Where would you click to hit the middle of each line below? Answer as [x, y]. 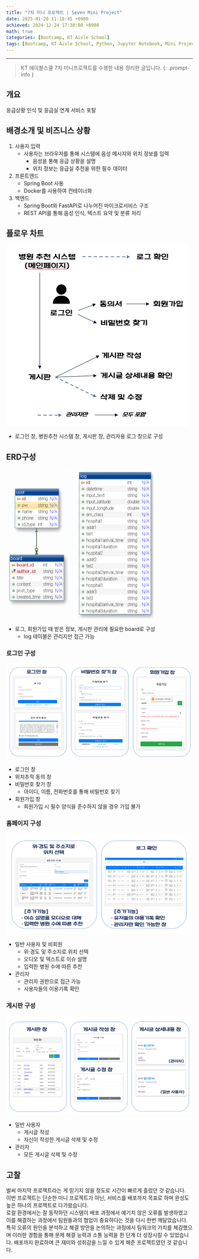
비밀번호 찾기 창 [33, 784]
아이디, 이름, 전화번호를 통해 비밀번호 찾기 [72, 792]
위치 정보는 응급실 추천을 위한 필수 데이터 [80, 168]
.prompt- [179, 68]
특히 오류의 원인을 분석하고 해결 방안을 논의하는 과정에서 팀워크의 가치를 [89, 1228]
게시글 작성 [36, 1132]
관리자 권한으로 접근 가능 [52, 982]
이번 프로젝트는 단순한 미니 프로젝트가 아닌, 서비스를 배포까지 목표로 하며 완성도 [98, 1198]
